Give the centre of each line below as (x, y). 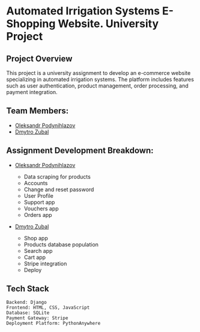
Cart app (35, 257)
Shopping (31, 24)
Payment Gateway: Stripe (37, 318)
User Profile (39, 195)
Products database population (61, 245)
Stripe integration (45, 263)
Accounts (36, 183)
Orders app (38, 215)
